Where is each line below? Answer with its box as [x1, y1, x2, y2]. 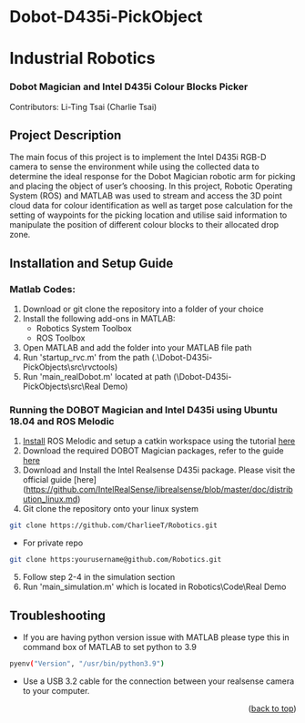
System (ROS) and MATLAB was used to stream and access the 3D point [9, 190, 282, 201]
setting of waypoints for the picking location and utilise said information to [9, 209, 288, 220]
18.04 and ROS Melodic [9, 415, 115, 428]
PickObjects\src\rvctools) [22, 361, 118, 372]
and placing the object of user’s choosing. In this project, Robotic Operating [9, 180, 293, 192]
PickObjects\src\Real [22, 381, 101, 392]
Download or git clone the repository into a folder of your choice [22, 303, 264, 315]
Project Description [9, 127, 122, 143]
